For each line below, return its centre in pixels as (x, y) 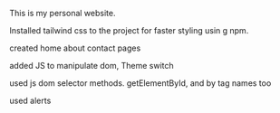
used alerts (30, 100)
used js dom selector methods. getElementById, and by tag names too (140, 83)
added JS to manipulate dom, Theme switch (92, 66)
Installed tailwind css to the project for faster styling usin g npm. (129, 30)
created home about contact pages (75, 48)
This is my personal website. (63, 13)
